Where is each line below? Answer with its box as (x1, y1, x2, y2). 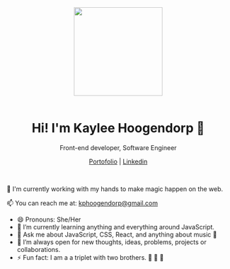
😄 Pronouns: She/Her (16, 215, 81, 224)
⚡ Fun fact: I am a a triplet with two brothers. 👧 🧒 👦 (16, 253, 164, 261)
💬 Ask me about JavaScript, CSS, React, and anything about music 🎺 (16, 230, 217, 239)
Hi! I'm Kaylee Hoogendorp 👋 (31, 120, 205, 137)
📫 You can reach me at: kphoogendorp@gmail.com (6, 198, 159, 207)
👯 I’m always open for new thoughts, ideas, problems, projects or (16, 237, 207, 246)
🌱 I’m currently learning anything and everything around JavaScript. (16, 222, 215, 231)
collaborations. (16, 245, 61, 253)
